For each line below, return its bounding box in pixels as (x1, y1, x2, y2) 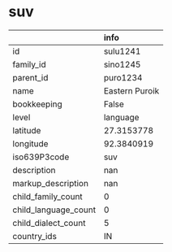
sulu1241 (103, 46, 141, 57)
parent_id (12, 72, 49, 83)
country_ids (12, 230, 57, 241)
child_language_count (12, 204, 96, 215)
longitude (12, 137, 49, 149)
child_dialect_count (12, 217, 86, 228)
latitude (12, 124, 41, 136)
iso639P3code (12, 151, 70, 163)
